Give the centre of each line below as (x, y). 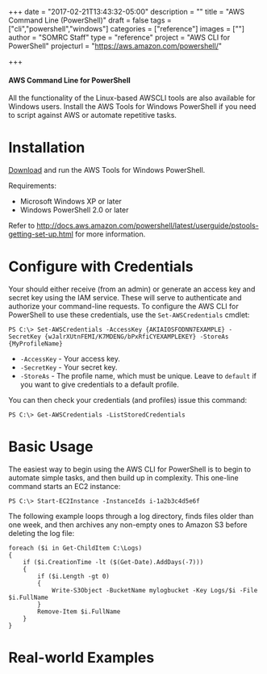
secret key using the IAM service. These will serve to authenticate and (125, 298)
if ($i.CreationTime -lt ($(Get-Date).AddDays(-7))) (113, 563)
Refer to (21, 226)
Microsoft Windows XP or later (71, 202)
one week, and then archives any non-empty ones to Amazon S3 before (128, 525)
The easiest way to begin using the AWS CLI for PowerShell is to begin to (130, 469)
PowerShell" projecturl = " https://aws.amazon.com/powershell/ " (115, 46)
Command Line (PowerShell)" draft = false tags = (90, 20)
